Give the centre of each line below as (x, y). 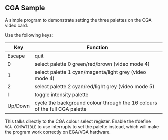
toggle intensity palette (62, 94)
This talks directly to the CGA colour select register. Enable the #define (78, 121)
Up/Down (19, 106)
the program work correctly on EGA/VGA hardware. (58, 132)
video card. (17, 25)
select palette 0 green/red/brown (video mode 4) (92, 64)
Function (97, 47)
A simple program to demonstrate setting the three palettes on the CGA (78, 20)
